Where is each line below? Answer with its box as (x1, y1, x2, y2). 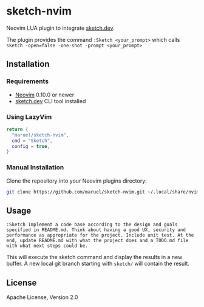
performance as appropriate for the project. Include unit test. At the (6, 232, 194, 238)
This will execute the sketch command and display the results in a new (6, 254, 183, 261)
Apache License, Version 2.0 (6, 294, 78, 301)
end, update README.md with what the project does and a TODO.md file (6, 238, 189, 244)
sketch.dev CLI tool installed (15, 97, 86, 104)
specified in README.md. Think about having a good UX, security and (6, 227, 186, 233)
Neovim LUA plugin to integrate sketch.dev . (6, 24, 115, 32)
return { (6, 126, 29, 132)
